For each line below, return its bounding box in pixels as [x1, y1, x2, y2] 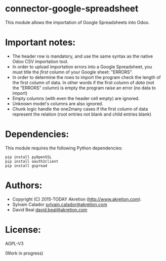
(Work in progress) [5, 250, 43, 256]
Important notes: [5, 37, 76, 48]
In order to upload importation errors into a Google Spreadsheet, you [12, 64, 152, 69]
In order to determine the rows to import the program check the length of [12, 74, 161, 80]
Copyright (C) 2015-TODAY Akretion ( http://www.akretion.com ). [12, 196, 142, 202]
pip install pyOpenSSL [5, 154, 52, 159]
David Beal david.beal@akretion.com [12, 206, 87, 212]
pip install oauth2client [5, 159, 58, 164]
